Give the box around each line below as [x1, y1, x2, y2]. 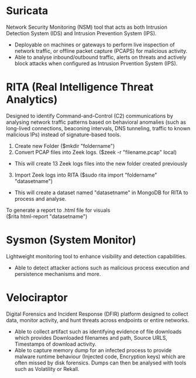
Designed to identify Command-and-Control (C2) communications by [6, 112, 174, 119]
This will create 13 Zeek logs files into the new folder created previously [14, 160, 188, 167]
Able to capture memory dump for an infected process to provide [14, 346, 172, 353]
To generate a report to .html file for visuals [6, 207, 111, 214]
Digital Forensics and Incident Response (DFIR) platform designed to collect [6, 310, 188, 318]
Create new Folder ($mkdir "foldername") [14, 142, 115, 149]
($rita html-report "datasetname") [6, 212, 88, 220]
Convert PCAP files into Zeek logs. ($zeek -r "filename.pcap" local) [14, 148, 177, 156]
